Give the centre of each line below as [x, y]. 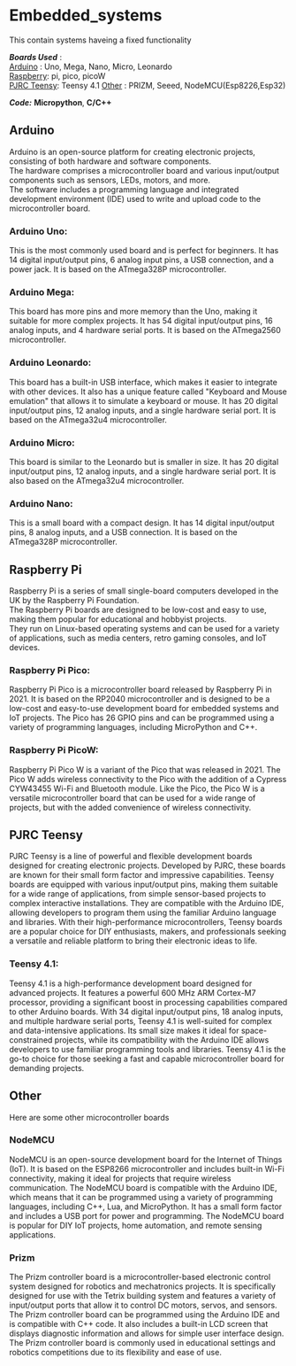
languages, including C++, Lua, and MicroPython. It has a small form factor [146, 1207]
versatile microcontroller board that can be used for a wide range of [133, 797]
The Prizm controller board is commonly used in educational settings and [142, 1343]
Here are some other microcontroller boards [89, 1117]
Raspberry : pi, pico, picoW [57, 75]
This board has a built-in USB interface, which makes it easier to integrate [144, 382]
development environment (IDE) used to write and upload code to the [135, 198]
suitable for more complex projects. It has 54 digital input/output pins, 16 [141, 321]
